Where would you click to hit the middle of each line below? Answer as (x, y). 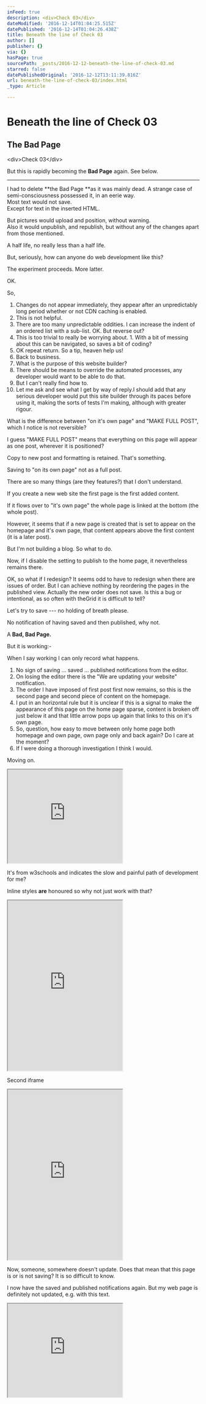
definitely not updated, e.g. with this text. (59, 1294)
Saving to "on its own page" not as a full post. (64, 470)
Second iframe (26, 1080)
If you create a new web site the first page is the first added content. (93, 494)
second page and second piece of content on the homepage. (93, 696)
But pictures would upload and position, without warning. (79, 220)
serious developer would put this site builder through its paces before (103, 396)
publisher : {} (25, 47)
